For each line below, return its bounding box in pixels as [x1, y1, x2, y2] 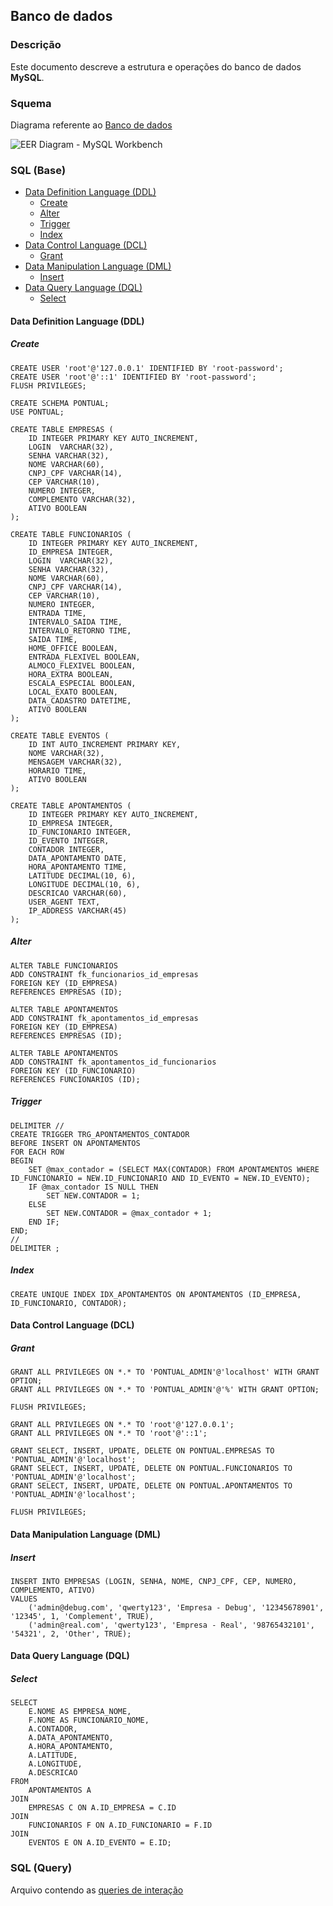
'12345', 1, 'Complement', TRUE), [10, 1611, 155, 1621]
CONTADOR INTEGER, [28, 844, 105, 854]
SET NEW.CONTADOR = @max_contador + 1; [46, 1208, 213, 1218]
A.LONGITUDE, [28, 1759, 83, 1769]
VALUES [10, 1594, 38, 1604]
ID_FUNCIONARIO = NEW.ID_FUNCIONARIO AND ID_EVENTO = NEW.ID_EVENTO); [10, 1173, 311, 1183]
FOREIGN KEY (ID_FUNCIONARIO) [10, 1065, 137, 1076]
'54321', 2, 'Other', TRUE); [10, 1629, 132, 1639]
